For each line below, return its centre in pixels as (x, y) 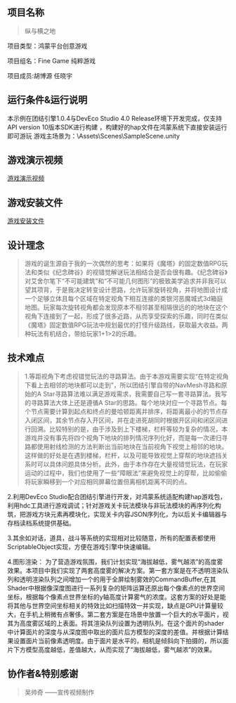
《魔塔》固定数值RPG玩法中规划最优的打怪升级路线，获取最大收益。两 (126, 325)
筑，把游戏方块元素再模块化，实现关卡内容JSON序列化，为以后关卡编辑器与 (117, 514)
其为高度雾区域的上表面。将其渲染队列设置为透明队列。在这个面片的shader (116, 623)
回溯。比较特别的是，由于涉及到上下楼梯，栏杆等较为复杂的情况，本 (129, 429)
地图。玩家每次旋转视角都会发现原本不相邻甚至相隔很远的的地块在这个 (126, 307)
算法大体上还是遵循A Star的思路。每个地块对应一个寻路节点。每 (135, 402)
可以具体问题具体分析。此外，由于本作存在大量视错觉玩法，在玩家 (132, 464)
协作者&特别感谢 (43, 674)
